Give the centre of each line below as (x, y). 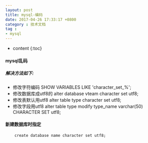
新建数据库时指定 (23, 124)
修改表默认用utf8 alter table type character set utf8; (67, 100)
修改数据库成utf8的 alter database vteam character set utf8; (76, 93)
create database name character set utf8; (60, 135)
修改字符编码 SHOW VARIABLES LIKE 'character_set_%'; (72, 87)
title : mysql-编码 (24, 15)
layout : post (19, 10)
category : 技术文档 (26, 24)
